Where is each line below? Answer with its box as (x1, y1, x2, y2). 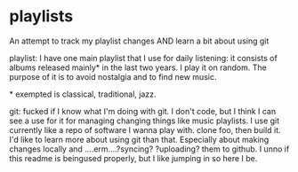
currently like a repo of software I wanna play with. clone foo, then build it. (9, 124, 281, 135)
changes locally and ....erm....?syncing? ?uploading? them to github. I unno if (9, 144, 290, 154)
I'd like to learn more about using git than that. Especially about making (9, 134, 270, 145)
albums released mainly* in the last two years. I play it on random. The (9, 62, 267, 73)
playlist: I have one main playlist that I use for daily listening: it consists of (9, 52, 278, 63)
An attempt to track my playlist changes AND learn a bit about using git (9, 35, 270, 46)
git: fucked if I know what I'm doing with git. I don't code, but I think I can (9, 106, 277, 116)
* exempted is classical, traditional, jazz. (9, 89, 157, 99)
